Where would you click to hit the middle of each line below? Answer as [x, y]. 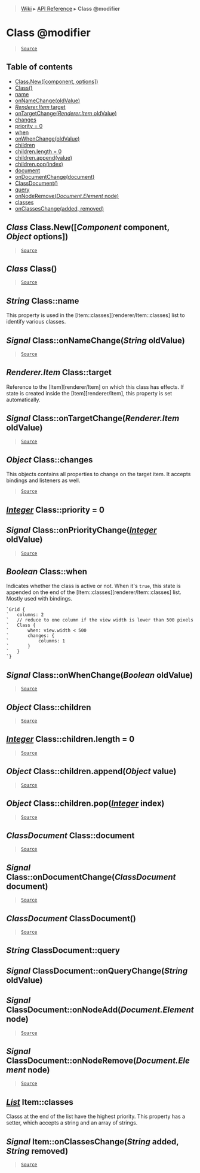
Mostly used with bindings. [39, 599]
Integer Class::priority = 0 [55, 510]
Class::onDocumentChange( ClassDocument [91, 877]
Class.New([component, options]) [56, 81]
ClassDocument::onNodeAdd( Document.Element [100, 1010]
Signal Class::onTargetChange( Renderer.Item [93, 418]
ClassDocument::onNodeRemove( [71, 1060]
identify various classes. [36, 322]
